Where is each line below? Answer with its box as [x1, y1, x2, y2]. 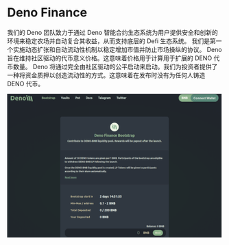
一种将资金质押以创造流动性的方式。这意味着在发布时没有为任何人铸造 [7, 70, 206, 79]
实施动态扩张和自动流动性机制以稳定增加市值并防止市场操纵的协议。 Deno [12, 45, 222, 53]
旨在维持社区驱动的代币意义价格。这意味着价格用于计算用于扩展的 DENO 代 [7, 53, 220, 62]
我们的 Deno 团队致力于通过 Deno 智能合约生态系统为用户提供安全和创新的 [7, 28, 218, 36]
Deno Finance [7, 5, 88, 21]
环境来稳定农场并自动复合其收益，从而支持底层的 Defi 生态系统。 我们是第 [7, 36, 216, 45]
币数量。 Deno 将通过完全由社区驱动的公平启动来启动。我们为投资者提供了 [7, 62, 218, 70]
